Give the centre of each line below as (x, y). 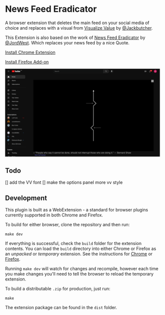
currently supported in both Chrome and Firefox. (54, 215)
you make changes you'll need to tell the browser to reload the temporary (79, 274)
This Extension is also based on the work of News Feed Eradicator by (75, 37)
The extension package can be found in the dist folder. (61, 308)
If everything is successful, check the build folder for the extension (73, 244)
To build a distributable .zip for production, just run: (58, 289)
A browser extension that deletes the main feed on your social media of (77, 23)
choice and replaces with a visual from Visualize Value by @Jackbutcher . (79, 28)
